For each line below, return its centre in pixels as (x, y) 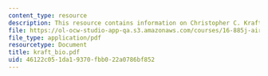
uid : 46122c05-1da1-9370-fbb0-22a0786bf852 (82, 60)
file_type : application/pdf (55, 38)
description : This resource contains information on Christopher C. (124, 23)
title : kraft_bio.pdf (44, 52)
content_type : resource (48, 15)
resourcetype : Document (48, 45)
